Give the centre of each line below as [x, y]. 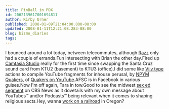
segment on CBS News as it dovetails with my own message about [75, 90]
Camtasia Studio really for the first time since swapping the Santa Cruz [79, 63]
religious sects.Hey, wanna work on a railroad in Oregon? [65, 101]
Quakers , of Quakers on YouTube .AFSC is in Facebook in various [73, 80]
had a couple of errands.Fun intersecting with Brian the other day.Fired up [82, 58]
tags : [11, 39]
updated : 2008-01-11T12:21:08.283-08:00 [49, 29]
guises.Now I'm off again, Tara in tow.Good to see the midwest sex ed [78, 85]
